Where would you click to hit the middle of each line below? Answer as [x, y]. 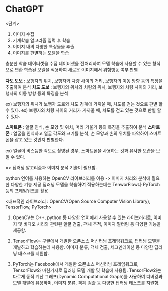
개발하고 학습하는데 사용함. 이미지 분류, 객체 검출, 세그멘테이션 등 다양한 [83, 247]
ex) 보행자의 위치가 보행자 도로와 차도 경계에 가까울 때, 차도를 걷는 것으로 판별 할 [84, 104]
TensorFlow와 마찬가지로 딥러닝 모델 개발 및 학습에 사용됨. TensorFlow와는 [87, 270]
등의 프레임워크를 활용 [27, 191]
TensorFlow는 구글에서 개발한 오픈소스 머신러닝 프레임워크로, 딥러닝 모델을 [86, 241]
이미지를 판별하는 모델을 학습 [41, 53]
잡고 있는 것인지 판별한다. [39, 139]
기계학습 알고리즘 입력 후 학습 [41, 40]
